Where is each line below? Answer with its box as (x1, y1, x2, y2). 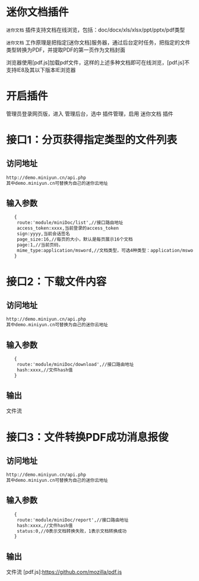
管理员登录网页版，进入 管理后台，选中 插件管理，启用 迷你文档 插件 (6, 110, 173, 117)
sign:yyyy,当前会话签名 (17, 231, 70, 237)
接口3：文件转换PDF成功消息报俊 (6, 430, 169, 444)
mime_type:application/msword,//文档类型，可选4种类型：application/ (17, 247, 183, 253)
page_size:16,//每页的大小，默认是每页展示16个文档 (17, 236, 133, 242)
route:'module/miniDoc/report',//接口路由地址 (17, 517, 129, 523)
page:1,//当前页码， (17, 242, 64, 248)
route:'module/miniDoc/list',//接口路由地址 (17, 220, 124, 226)
